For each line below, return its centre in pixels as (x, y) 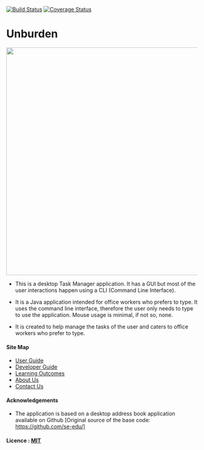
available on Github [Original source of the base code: (83, 420)
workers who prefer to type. (50, 333)
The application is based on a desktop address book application (95, 414)
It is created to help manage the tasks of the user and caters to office (102, 326)
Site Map (18, 347)
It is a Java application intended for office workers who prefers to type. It (106, 302)
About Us (27, 380)
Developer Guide (36, 367)
